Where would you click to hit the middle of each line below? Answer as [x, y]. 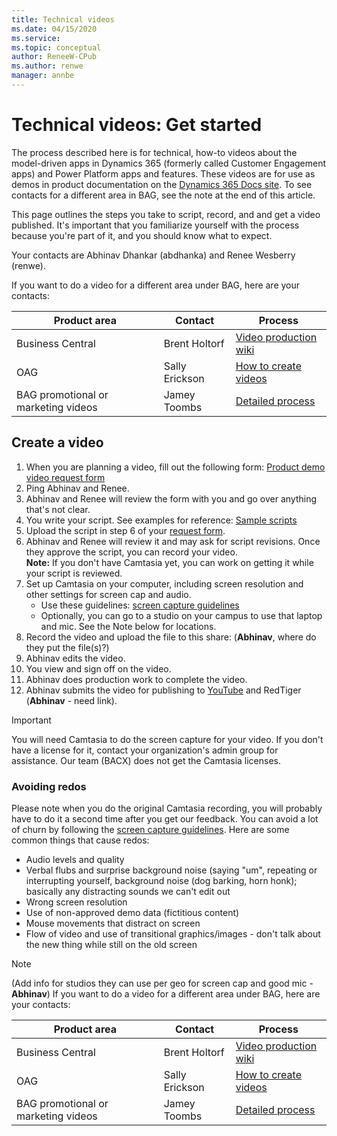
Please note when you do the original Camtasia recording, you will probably [167, 808]
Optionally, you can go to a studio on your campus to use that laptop [181, 615]
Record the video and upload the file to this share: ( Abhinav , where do [171, 637]
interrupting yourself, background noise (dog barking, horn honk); [161, 880]
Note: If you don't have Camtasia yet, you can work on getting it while [169, 562]
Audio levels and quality [75, 859]
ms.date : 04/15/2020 [54, 29]
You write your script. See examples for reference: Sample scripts [161, 520]
